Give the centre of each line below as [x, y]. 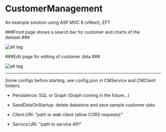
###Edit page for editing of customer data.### [53, 56]
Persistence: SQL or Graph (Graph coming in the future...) [71, 95]
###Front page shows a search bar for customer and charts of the [72, 32]
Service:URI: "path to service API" [47, 124]
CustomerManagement [54, 9]
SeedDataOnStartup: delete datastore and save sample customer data [83, 105]
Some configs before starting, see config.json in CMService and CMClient [81, 80]
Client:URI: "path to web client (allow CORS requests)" [67, 114]
